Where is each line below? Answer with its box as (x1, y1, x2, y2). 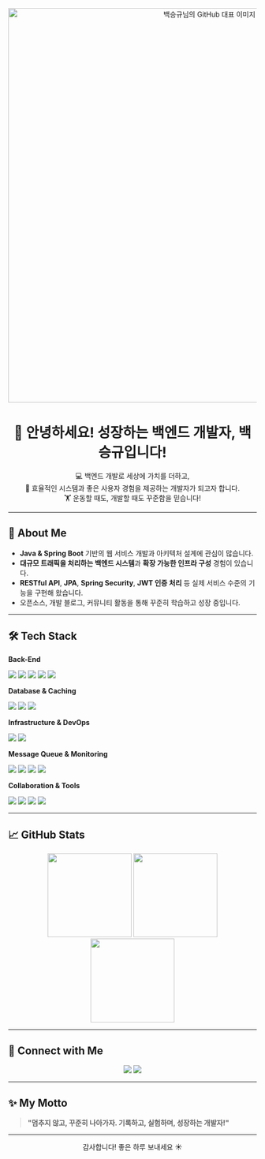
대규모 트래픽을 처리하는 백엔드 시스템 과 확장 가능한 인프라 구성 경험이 (19, 558, 233, 567)
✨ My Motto (8, 1096, 68, 1109)
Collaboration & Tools (8, 780, 80, 790)
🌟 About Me (8, 526, 67, 540)
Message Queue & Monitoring (8, 749, 108, 758)
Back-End (8, 654, 41, 664)
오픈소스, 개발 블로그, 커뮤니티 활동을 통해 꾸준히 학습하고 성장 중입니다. (19, 597, 241, 607)
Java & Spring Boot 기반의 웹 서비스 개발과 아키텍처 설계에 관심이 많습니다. (19, 548, 254, 558)
